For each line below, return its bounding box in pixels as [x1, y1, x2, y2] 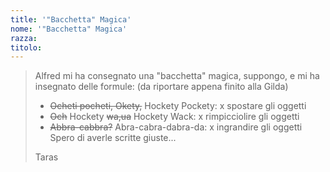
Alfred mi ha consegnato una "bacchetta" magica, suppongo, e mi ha [34, 70, 320, 82]
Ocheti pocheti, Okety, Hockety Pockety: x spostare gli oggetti [49, 100, 307, 112]
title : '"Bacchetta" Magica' [10, 14, 132, 25]
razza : [10, 33, 38, 43]
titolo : [10, 42, 43, 53]
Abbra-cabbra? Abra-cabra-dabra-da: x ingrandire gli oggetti [49, 121, 303, 133]
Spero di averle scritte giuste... [49, 132, 177, 144]
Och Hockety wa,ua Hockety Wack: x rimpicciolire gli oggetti [49, 111, 300, 123]
